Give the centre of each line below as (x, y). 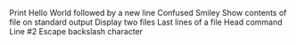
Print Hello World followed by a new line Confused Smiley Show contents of (148, 13)
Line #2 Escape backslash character (76, 31)
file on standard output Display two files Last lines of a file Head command (146, 22)
